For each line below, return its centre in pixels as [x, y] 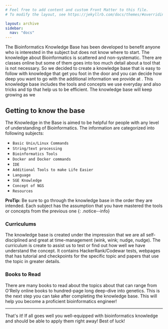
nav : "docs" [22, 33]
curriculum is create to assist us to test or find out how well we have [75, 245]
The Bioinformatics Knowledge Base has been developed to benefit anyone [83, 47]
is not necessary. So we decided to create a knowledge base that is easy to [83, 68]
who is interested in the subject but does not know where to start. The [77, 52]
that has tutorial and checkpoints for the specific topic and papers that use [82, 256]
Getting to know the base [45, 110]
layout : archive [22, 23]
